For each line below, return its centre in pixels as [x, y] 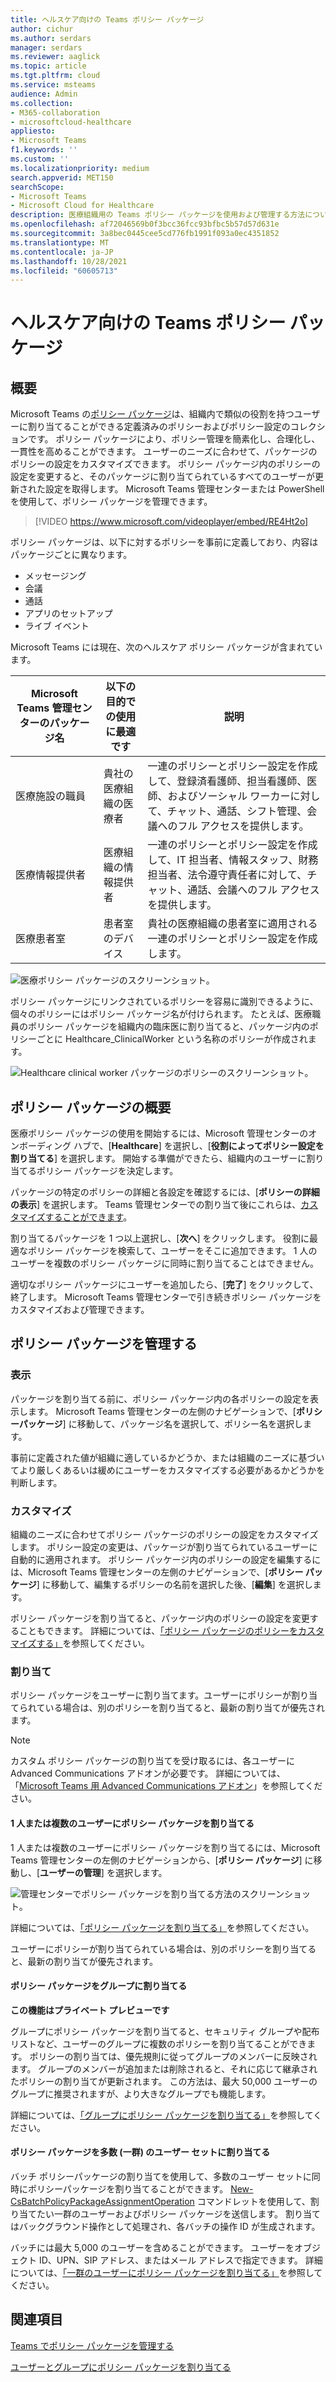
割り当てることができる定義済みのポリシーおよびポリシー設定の [159, 427]
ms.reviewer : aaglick [55, 57]
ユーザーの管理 [70, 1872]
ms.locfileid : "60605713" [64, 271]
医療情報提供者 [51, 875]
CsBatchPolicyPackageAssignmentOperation [102, 2201]
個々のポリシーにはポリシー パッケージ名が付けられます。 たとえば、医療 [161, 1014]
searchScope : [37, 187]
